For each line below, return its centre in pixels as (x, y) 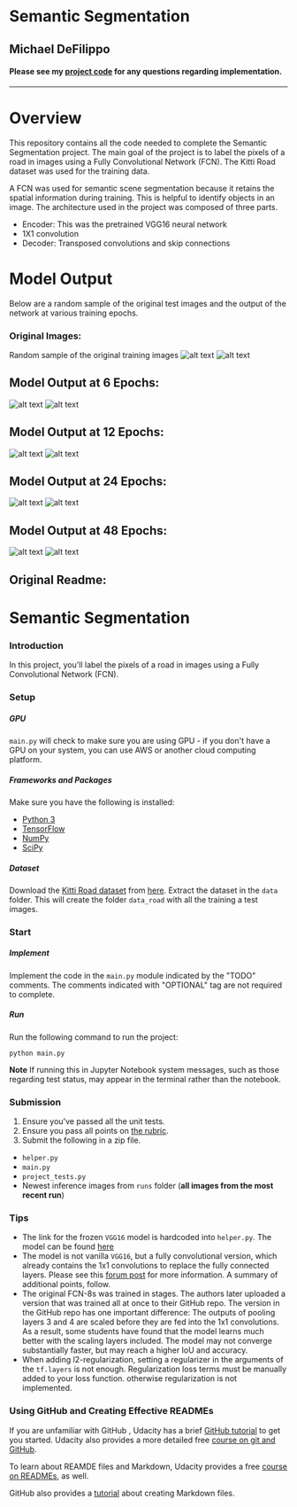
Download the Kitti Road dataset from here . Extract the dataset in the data (144, 890)
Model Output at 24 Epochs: (88, 481)
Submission (35, 1102)
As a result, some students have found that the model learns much (143, 1331)
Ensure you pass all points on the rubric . (95, 1131)
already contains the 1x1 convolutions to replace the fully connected (145, 1266)
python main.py (37, 1053)
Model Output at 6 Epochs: (84, 383)
